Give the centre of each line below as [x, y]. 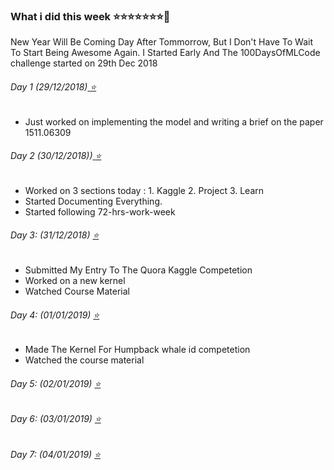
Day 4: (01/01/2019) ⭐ [55, 315]
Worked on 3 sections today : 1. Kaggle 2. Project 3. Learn [144, 190]
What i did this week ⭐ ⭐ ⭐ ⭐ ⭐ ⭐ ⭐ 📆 [90, 16]
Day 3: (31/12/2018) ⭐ [55, 235]
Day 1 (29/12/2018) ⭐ [53, 86]
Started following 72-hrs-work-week [100, 211]
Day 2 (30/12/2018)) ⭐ [56, 156]
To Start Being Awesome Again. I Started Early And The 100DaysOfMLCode [165, 53]
